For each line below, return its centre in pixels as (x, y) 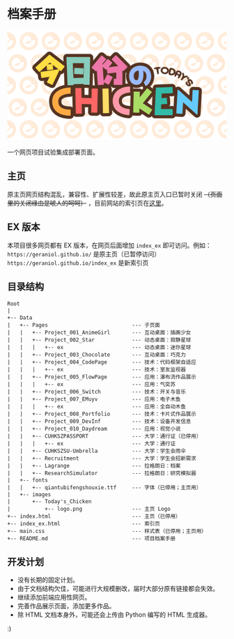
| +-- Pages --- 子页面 (84, 325)
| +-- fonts (28, 480)
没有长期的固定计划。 (48, 580)
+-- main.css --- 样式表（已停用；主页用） (107, 531)
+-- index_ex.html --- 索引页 (84, 524)
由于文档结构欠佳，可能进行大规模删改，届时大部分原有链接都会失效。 (118, 589)
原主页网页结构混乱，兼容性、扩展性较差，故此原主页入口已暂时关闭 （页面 (115, 194)
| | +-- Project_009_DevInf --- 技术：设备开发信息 (99, 422)
